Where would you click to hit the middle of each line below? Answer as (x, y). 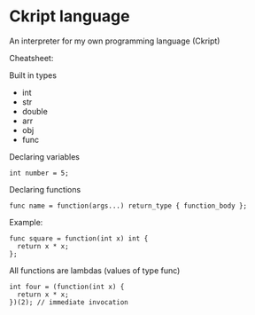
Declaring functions (45, 189)
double (35, 111)
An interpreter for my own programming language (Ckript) (115, 41)
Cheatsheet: (31, 58)
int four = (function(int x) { (67, 287)
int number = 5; (39, 173)
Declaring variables (44, 156)
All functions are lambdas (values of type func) (95, 270)
